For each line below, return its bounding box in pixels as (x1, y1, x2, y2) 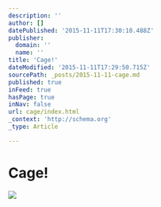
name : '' (15, 49, 44, 57)
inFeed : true (8, 85, 52, 94)
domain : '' (15, 41, 52, 49)
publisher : (8, 33, 44, 42)
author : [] (8, 19, 44, 27)
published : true (8, 78, 62, 86)
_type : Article (8, 123, 59, 131)
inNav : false (8, 100, 52, 108)
